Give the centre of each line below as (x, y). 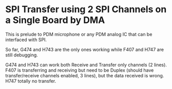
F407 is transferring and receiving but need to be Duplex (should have (80, 70)
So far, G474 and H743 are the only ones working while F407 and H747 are (85, 49)
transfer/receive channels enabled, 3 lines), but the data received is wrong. (85, 75)
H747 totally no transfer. (31, 81)
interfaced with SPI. (26, 40)
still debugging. (22, 55)
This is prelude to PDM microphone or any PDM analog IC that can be (79, 34)
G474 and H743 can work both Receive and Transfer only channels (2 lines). (86, 65)
